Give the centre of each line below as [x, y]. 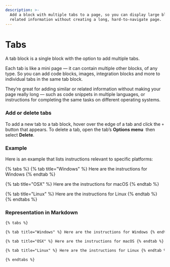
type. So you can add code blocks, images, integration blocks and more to [83, 74]
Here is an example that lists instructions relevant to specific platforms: [79, 159]
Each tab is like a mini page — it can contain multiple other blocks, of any [81, 69]
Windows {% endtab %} [30, 174]
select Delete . [20, 135]
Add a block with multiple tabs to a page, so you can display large [84, 15]
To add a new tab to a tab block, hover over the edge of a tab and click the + [85, 124]
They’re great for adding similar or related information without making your [83, 89]
